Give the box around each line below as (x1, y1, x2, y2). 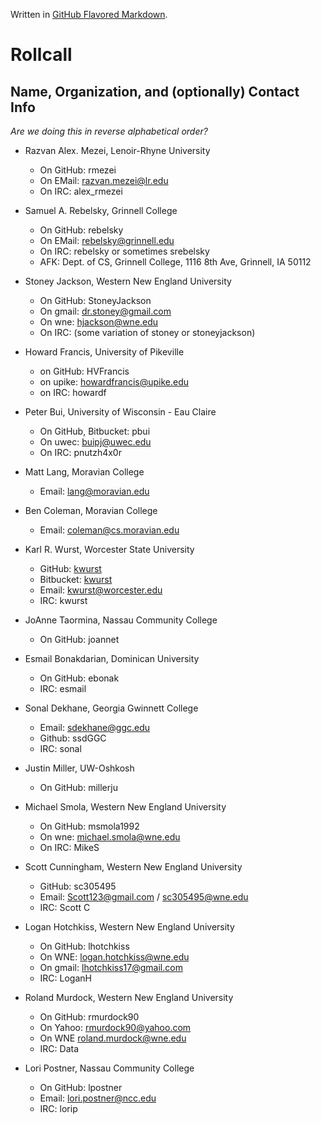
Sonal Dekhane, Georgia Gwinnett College (24, 702, 199, 714)
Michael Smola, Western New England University (24, 801, 227, 813)
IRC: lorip (39, 1103, 78, 1114)
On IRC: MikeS (39, 842, 100, 853)
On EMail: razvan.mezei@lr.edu (39, 175, 169, 186)
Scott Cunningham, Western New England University (24, 861, 243, 873)
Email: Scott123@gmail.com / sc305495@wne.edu (39, 891, 249, 903)
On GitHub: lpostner (39, 1082, 123, 1093)
